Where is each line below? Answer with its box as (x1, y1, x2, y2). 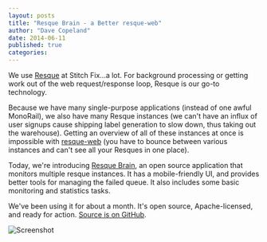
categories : (8, 49, 48, 57)
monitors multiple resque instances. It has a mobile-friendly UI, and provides (8, 169, 260, 178)
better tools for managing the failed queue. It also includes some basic (8, 178, 240, 187)
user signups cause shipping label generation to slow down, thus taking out (8, 120, 257, 129)
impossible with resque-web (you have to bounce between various (8, 137, 228, 146)
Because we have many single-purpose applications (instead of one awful (8, 103, 252, 112)
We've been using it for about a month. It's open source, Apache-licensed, (8, 201, 253, 211)
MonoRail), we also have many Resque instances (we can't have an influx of (8, 111, 257, 120)
